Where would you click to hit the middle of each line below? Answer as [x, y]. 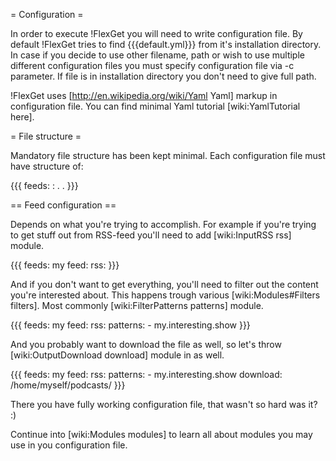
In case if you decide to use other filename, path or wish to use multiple [157, 55]
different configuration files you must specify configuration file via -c [152, 65]
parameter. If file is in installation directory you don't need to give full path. [163, 76]
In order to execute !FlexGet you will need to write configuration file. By [156, 33]
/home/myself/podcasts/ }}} [68, 385]
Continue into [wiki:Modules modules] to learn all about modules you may [161, 434]
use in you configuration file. [69, 445]
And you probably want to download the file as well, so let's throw [146, 344]
